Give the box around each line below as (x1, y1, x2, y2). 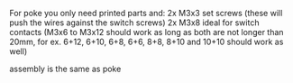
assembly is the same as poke (9, 63, 122, 74)
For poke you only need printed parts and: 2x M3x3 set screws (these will (9, 8, 283, 18)
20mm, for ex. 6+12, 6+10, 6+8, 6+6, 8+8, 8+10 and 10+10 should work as (9, 36, 284, 47)
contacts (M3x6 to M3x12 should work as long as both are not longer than (9, 27, 284, 37)
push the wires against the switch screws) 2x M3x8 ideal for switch (9, 17, 260, 28)
